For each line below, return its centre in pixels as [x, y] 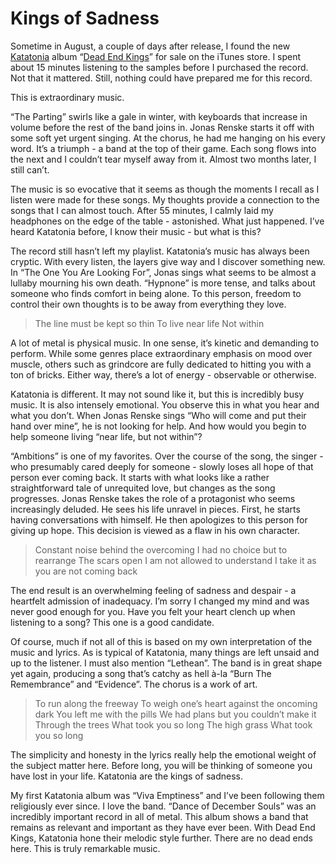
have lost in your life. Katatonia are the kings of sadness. [126, 776]
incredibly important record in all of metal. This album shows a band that [159, 816]
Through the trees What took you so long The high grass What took [173, 724]
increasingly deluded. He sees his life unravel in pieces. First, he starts [155, 509]
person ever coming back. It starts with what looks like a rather [140, 477]
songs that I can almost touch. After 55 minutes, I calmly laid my [142, 210]
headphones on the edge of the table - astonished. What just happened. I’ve [167, 221]
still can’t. [30, 169]
